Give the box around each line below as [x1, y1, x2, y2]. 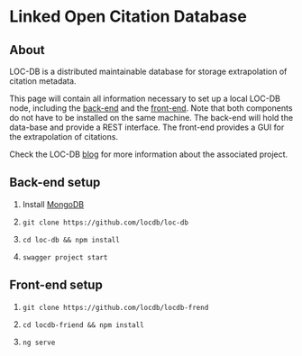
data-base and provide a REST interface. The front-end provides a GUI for [9, 122, 285, 132]
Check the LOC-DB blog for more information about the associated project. [9, 149, 288, 160]
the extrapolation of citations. [9, 132, 119, 141]
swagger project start [22, 252, 108, 262]
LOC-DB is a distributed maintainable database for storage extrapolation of [9, 66, 288, 77]
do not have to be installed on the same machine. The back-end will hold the [9, 113, 294, 123]
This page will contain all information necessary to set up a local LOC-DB [9, 93, 281, 104]
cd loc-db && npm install [22, 235, 120, 244]
